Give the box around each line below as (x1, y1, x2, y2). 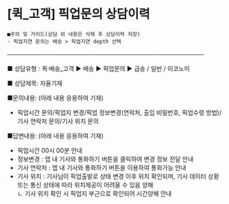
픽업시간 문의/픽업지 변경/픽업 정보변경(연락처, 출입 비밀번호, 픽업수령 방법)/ (17, 108, 222, 116)
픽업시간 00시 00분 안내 (17, 146, 83, 154)
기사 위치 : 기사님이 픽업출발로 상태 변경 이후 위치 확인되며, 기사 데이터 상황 (17, 172, 219, 180)
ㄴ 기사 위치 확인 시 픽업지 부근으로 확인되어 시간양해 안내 (17, 189, 172, 197)
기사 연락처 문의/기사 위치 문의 (17, 116, 99, 125)
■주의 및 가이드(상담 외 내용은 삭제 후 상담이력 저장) (7, 30, 141, 38)
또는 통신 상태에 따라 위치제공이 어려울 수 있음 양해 (17, 181, 154, 189)
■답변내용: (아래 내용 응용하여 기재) (7, 132, 104, 140)
